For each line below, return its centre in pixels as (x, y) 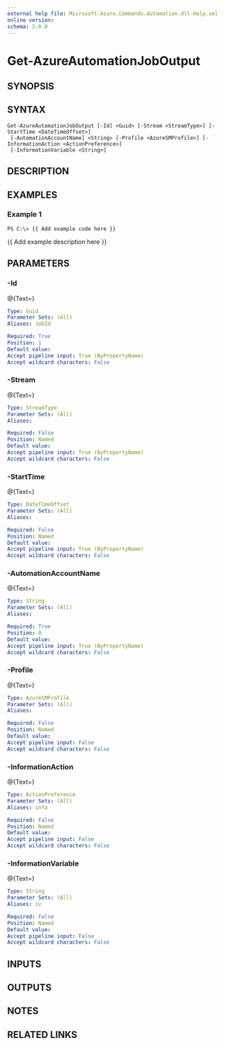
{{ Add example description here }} (57, 242)
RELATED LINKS (42, 1034)
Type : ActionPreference (42, 795)
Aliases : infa (28, 807)
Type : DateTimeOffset (38, 504)
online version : (30, 20)
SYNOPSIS (31, 86)
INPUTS (24, 964)
